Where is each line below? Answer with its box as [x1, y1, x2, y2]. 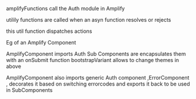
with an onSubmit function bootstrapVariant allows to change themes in [6, 57, 180, 63]
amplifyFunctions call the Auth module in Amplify [6, 5, 125, 12]
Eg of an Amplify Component [6, 39, 77, 46]
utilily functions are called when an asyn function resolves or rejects [6, 16, 171, 23]
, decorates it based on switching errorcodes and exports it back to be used [6, 80, 190, 87]
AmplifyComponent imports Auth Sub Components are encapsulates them [6, 50, 187, 57]
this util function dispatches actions [6, 28, 92, 35]
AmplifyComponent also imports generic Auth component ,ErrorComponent [6, 74, 190, 81]
